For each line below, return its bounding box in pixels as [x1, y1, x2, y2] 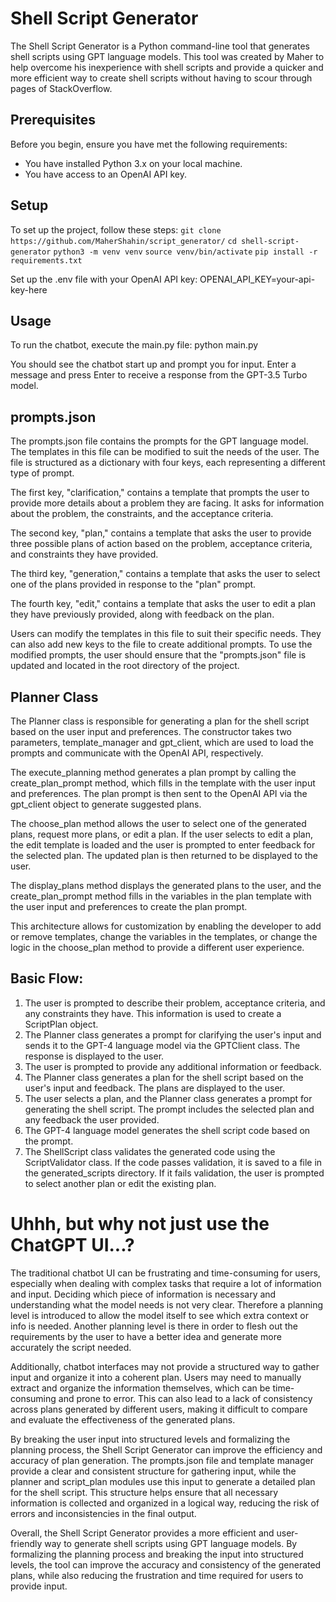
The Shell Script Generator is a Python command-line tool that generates [10, 40, 310, 52]
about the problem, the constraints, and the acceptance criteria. [10, 508, 274, 520]
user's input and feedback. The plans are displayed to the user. [24, 1082, 286, 1094]
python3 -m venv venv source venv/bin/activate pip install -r [53, 247, 318, 257]
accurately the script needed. [10, 1341, 132, 1353]
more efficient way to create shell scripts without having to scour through [10, 72, 313, 84]
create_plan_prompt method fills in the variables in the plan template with [10, 890, 312, 902]
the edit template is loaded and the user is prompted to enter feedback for [10, 839, 316, 851]
